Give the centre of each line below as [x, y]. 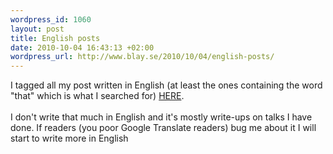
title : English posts [55, 38]
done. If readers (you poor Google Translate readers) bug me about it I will [163, 128]
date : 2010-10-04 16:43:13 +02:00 [82, 47]
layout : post [37, 29]
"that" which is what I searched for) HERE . [97, 96]
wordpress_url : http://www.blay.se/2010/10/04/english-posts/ [142, 57]
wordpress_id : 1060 [51, 19]
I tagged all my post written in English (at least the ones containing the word [166, 85]
